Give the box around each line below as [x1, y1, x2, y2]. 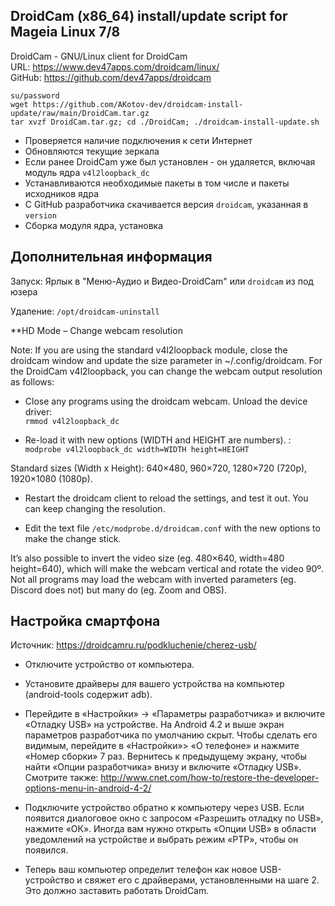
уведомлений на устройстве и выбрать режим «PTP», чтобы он [24, 834, 299, 846]
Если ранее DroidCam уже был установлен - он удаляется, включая [24, 155, 316, 168]
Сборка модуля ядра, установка [24, 219, 164, 231]
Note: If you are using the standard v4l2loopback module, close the [10, 344, 288, 356]
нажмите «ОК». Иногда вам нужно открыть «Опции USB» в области [24, 823, 317, 835]
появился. [24, 844, 69, 856]
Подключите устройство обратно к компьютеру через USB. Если [24, 802, 305, 814]
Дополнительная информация [10, 249, 213, 266]
